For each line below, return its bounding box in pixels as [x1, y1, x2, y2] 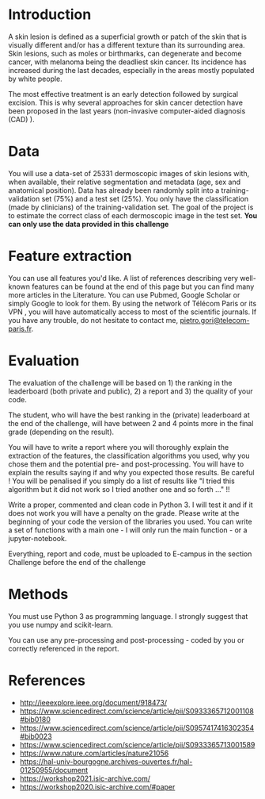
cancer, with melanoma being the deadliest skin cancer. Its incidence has [8, 57, 247, 67]
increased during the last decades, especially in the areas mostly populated [8, 65, 255, 75]
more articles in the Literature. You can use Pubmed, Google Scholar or [8, 290, 240, 299]
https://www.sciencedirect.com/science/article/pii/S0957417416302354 [19, 723, 255, 732]
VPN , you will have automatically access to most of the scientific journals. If [8, 307, 257, 317]
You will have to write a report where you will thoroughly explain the [8, 442, 229, 451]
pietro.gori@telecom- [180, 315, 250, 325]
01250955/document [19, 765, 89, 774]
